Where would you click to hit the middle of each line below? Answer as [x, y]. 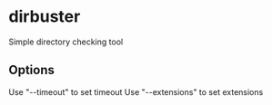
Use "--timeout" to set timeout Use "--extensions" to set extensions [136, 91]
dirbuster [45, 17]
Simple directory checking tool [66, 42]
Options [32, 70]
